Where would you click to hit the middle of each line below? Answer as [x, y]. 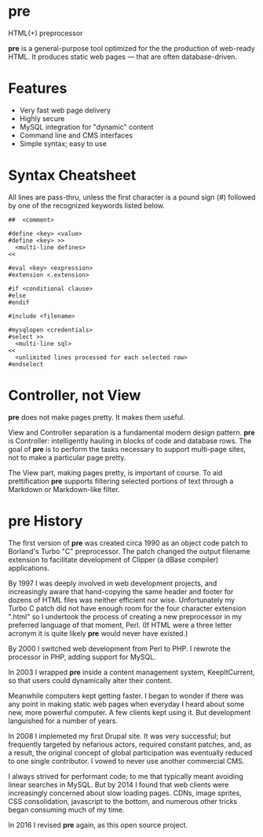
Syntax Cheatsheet [72, 176]
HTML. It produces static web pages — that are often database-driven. [123, 57]
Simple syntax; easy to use [63, 143]
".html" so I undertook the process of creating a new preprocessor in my [125, 616]
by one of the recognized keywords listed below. [87, 205]
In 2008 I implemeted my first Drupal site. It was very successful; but [120, 736]
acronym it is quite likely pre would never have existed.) [98, 633]
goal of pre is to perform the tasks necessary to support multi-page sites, [127, 449]
